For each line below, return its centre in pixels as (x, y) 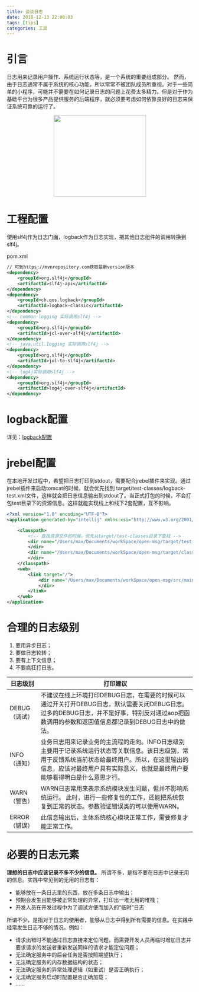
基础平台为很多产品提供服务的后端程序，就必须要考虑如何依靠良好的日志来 (97, 99)
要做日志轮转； (33, 652)
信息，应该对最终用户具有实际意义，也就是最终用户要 (114, 768)
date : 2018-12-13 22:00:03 (40, 17)
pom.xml (17, 256)
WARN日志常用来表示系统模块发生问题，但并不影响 (112, 788)
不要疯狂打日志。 (36, 667)
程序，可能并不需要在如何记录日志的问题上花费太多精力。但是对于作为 (107, 92)
